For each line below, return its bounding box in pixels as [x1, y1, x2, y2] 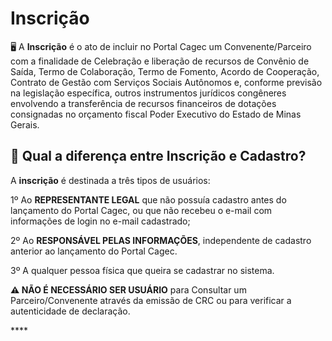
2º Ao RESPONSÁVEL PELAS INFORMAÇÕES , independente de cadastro [10, 234, 312, 246]
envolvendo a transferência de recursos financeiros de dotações [10, 97, 277, 109]
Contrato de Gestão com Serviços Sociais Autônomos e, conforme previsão [10, 76, 323, 88]
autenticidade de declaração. [10, 305, 131, 317]
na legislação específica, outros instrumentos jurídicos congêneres [10, 87, 287, 99]
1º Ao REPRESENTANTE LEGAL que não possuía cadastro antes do [10, 193, 287, 206]
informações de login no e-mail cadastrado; [10, 215, 191, 227]
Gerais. [10, 118, 40, 131]
